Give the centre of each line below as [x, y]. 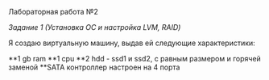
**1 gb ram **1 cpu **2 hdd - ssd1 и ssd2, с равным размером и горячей [135, 59]
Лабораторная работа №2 [54, 12]
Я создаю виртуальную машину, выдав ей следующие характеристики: [132, 43]
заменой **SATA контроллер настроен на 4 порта [94, 67]
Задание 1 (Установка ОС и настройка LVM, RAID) [95, 27]
